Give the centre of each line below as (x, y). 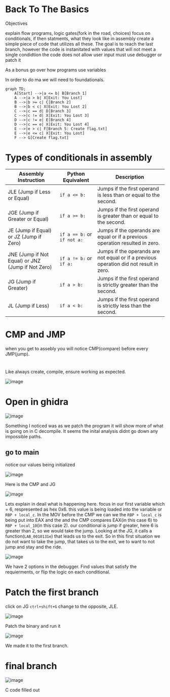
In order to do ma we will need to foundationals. (55, 79)
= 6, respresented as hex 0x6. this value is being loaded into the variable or (84, 509)
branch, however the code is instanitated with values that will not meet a (80, 49)
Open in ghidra (37, 402)
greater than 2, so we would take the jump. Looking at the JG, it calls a (79, 530)
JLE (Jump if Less (29, 192)
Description (130, 177)
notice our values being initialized (40, 465)
